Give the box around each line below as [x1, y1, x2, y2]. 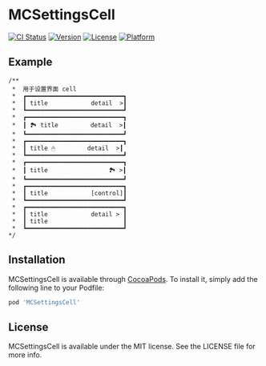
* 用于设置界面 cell [11, 85, 77, 93]
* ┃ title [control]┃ [11, 189, 127, 197]
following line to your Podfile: [8, 283, 105, 292]
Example [8, 55, 53, 69]
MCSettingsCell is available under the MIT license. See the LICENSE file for [8, 342, 256, 352]
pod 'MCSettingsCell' [8, 298, 81, 306]
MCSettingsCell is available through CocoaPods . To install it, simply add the [8, 274, 258, 284]
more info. [8, 350, 42, 360]
